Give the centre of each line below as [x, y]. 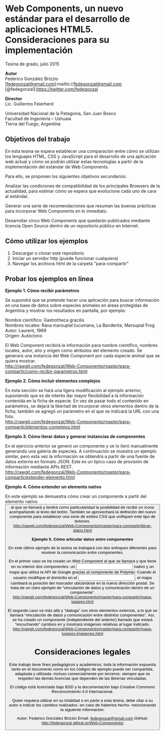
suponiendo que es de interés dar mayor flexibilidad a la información [74, 396]
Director [14, 98]
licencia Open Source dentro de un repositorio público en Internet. [72, 226]
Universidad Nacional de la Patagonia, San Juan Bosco [61, 113]
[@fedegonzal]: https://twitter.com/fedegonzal [52, 89]
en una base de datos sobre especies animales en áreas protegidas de [77, 306]
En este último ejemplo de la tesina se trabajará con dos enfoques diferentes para [82, 548]
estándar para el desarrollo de [68, 19]
